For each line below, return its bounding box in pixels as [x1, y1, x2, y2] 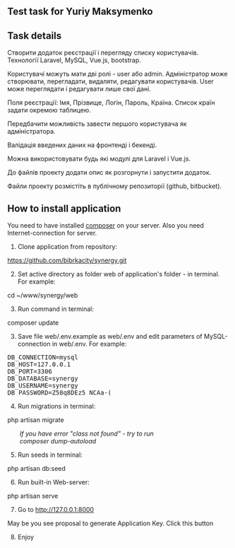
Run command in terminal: [17, 305, 94, 313]
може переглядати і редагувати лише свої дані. [7, 85, 152, 93]
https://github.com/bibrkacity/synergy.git [7, 256, 127, 264]
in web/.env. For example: [52, 339, 127, 349]
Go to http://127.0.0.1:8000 [17, 506, 94, 514]
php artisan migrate [7, 416, 65, 424]
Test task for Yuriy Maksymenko [7, 6, 153, 18]
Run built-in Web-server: [17, 478, 90, 486]
